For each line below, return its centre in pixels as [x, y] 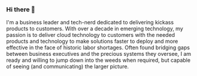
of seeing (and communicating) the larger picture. [68, 66]
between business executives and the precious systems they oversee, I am [99, 54]
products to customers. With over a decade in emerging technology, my [95, 28]
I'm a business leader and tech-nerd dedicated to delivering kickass [90, 23]
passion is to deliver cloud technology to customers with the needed [91, 35]
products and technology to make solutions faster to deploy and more [92, 42]
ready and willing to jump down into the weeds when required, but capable [98, 60]
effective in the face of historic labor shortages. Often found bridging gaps [98, 47]
